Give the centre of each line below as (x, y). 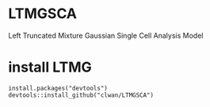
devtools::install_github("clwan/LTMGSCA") (81, 95)
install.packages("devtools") (58, 88)
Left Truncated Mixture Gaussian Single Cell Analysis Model (106, 35)
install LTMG (50, 67)
